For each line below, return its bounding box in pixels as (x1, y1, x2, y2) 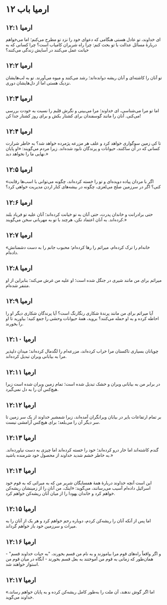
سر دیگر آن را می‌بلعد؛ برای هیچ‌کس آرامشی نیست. (5, 419, 100, 425)
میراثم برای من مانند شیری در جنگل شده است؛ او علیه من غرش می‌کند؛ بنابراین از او (5, 277, 162, 283)
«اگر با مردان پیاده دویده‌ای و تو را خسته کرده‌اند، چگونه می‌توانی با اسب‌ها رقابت (5, 178, 154, 184)
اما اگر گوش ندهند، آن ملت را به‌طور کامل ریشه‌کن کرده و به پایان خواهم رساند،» (5, 589, 155, 595)
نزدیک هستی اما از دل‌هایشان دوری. (5, 80, 71, 86)
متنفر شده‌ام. (5, 282, 30, 288)
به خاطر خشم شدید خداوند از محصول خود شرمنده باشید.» (5, 452, 113, 458)
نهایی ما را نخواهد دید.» (5, 151, 49, 157)
